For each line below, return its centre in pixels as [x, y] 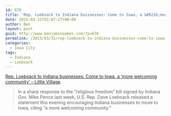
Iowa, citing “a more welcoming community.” [64, 108]
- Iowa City [23, 48]
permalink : [17, 39]
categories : [18, 43]
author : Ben [18, 24]
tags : [11, 52]
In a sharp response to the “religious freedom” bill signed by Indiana [89, 92]
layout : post [19, 29]
